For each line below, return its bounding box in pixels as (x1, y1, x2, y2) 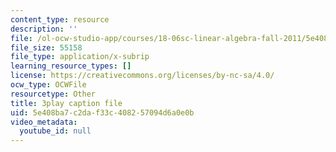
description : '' (10, 24, 78, 34)
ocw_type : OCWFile (10, 80, 87, 90)
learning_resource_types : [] (10, 61, 132, 71)
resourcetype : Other (10, 89, 97, 99)
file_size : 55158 (10, 42, 83, 53)
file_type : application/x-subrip (10, 52, 150, 62)
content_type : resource (10, 14, 110, 25)
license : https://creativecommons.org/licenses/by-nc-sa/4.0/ (10, 71, 275, 81)
